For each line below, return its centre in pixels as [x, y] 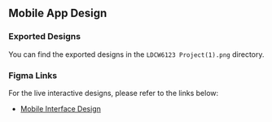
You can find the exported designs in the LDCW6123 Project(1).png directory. [136, 54]
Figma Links [33, 75]
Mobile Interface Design [61, 108]
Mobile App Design [58, 13]
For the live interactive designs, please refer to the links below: [114, 93]
